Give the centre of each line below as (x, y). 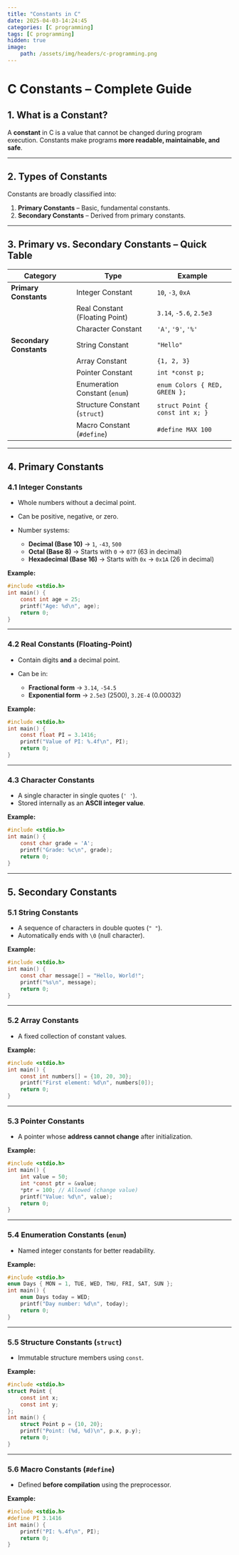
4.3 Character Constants (51, 780)
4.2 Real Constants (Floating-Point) (70, 644)
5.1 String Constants (43, 912)
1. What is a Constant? (58, 115)
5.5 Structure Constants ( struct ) (65, 1342)
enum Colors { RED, (190, 385)
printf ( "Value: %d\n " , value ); (67, 1197)
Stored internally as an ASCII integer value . (81, 803)
